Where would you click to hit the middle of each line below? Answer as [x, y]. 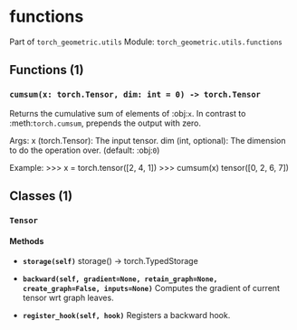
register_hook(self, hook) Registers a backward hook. [126, 316]
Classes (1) [41, 196]
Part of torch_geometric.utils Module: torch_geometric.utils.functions [146, 42]
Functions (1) [47, 70]
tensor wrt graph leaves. [68, 298]
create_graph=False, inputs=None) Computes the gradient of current [151, 288]
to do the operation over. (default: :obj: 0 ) [85, 150]
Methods [27, 240]
